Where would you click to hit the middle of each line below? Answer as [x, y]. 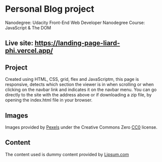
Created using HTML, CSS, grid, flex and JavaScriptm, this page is [72, 79]
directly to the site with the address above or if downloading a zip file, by [78, 95]
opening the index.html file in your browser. [49, 100]
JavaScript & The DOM [28, 27]
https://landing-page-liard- [77, 43]
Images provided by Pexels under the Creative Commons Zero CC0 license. [81, 127]
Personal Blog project [50, 9]
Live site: [19, 43]
